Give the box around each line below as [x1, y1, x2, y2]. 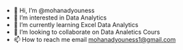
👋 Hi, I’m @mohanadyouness [13, 7, 95, 14]
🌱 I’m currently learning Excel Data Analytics [13, 21, 139, 28]
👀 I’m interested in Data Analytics [13, 14, 107, 22]
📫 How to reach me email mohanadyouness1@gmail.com [13, 36, 176, 43]
